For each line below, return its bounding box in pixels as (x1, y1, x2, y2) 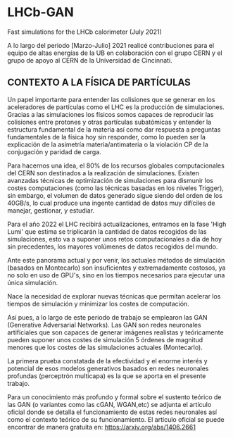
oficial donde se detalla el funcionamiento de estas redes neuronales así (7, 408, 217, 416)
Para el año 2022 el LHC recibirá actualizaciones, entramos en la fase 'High (7, 220, 227, 228)
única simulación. (7, 278, 58, 287)
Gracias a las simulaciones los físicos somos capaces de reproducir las (7, 110, 214, 118)
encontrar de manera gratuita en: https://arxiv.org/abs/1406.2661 (7, 423, 196, 431)
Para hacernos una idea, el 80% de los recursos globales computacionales (7, 161, 225, 170)
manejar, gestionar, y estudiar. (7, 206, 95, 215)
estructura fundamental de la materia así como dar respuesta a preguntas (7, 125, 221, 134)
